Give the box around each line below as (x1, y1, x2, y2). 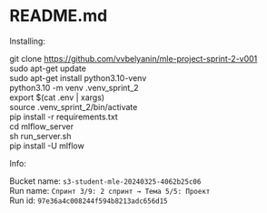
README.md (9, 5, 108, 26)
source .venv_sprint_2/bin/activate (9, 101, 138, 112)
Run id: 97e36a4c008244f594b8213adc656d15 (9, 195, 168, 206)
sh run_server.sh (9, 130, 72, 141)
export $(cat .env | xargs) (9, 92, 105, 103)
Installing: (9, 35, 45, 46)
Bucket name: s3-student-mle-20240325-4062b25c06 (9, 175, 202, 187)
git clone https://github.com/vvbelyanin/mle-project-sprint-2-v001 (9, 53, 258, 64)
